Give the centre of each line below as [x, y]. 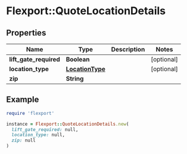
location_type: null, [38, 135]
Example [23, 100]
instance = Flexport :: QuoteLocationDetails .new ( [68, 124]
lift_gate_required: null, [45, 129]
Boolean [78, 59]
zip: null [24, 140]
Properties [26, 33]
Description [128, 49]
